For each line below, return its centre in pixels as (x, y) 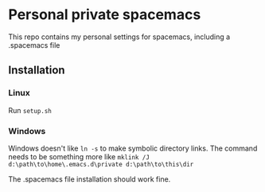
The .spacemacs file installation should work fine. (90, 179)
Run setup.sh (30, 110)
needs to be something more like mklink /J (79, 156)
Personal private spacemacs (105, 15)
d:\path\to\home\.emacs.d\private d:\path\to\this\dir (101, 164)
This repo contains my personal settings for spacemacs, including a (119, 37)
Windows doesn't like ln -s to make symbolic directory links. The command (133, 148)
